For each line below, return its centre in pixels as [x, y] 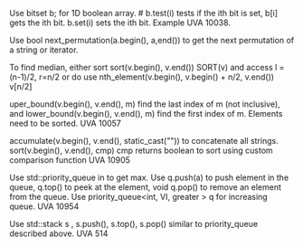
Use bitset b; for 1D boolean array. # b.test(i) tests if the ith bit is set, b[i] [144, 13]
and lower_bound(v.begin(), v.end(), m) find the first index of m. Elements [146, 114]
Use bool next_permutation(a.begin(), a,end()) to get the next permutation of [152, 40]
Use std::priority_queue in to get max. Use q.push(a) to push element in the [149, 177]
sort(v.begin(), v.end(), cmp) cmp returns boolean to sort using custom [141, 150]
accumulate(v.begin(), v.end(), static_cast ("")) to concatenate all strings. [144, 141]
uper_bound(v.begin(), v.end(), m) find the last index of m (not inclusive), [145, 104]
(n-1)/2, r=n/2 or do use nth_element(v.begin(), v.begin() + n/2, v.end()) [142, 77]
